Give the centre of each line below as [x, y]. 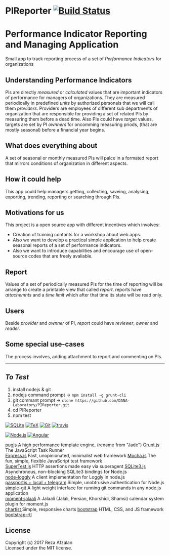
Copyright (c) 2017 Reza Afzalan [39, 543]
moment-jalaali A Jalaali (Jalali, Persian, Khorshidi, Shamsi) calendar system [85, 498]
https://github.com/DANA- [102, 400]
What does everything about [51, 146]
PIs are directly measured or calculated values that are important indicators [84, 92]
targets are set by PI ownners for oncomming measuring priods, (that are [81, 124]
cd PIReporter [27, 410]
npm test [22, 415]
